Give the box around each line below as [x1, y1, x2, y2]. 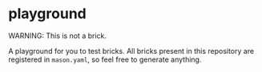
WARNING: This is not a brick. [8, 31, 107, 40]
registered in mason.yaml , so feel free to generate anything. [8, 55, 202, 64]
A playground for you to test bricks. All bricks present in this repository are [8, 46, 255, 55]
